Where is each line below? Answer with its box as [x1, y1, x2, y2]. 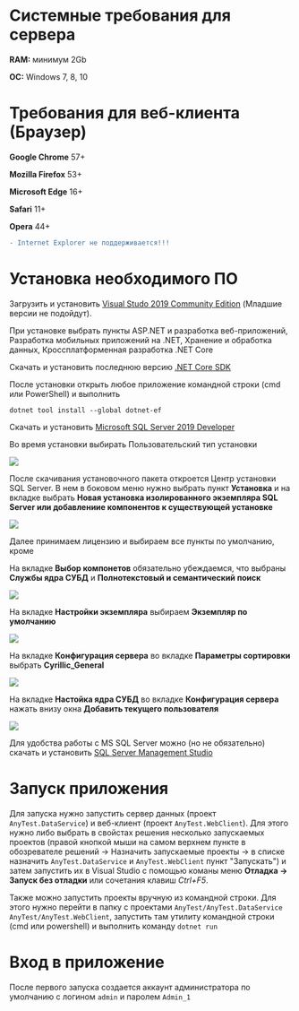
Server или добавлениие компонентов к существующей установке [9, 501, 273, 512]
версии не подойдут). [9, 307, 92, 318]
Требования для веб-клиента [9, 103, 240, 124]
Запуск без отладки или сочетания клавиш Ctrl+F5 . [9, 875, 209, 886]
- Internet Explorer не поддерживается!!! [9, 238, 170, 247]
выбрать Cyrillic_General [9, 660, 105, 670]
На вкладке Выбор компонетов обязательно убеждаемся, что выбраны [9, 562, 286, 574]
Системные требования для [9, 5, 231, 26]
